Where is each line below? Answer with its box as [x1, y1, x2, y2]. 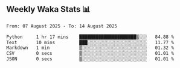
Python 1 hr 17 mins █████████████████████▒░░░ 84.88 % [6, 34, 174, 40]
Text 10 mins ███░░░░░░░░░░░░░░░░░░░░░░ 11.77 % [6, 39, 174, 45]
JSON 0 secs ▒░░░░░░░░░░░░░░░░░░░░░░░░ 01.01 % [6, 56, 174, 62]
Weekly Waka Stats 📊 [6, 4, 91, 14]
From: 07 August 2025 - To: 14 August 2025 [6, 23, 118, 29]
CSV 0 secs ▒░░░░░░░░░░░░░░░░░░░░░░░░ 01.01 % [6, 51, 174, 57]
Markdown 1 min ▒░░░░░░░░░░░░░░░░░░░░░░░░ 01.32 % [6, 45, 174, 51]
